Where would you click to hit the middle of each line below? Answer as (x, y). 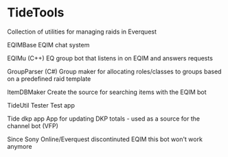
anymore (20, 146)
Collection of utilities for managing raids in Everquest (82, 32)
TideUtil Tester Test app (41, 105)
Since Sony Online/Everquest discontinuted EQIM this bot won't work (105, 139)
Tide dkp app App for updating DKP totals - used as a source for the (104, 119)
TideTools (36, 13)
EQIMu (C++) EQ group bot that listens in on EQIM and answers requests (110, 58)
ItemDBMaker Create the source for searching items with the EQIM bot (107, 92)
